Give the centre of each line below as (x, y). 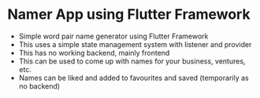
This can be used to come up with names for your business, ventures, (132, 61)
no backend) (39, 86)
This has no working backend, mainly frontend (94, 53)
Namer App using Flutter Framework (129, 15)
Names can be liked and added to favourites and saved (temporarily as (134, 78)
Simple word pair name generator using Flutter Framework (113, 36)
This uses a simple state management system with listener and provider (135, 44)
